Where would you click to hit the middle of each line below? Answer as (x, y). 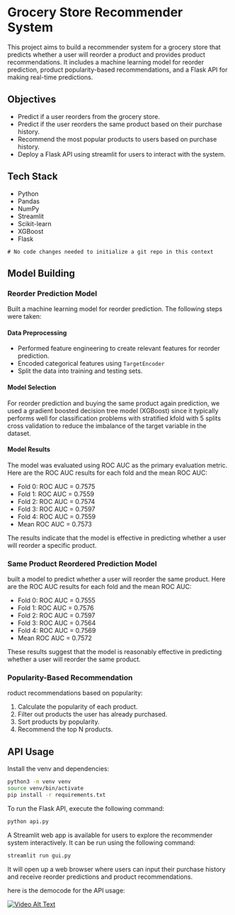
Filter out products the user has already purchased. (92, 714)
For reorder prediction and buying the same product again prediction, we (114, 403)
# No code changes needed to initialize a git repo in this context (110, 252)
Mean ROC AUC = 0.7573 (55, 524)
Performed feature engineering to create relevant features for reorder (119, 349)
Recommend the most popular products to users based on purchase (117, 139)
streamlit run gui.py (39, 855)
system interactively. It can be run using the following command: (102, 842)
